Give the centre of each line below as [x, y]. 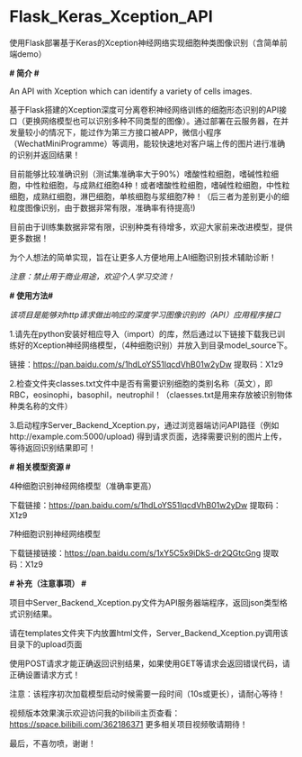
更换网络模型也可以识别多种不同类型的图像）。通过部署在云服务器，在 [153, 121]
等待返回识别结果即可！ [53, 447]
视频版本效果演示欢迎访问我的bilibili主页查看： [95, 713]
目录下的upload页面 [46, 644]
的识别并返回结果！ [45, 154]
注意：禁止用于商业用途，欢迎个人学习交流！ [92, 276]
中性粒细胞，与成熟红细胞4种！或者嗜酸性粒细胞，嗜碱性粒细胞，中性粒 [157, 185]
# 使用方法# [31, 296]
